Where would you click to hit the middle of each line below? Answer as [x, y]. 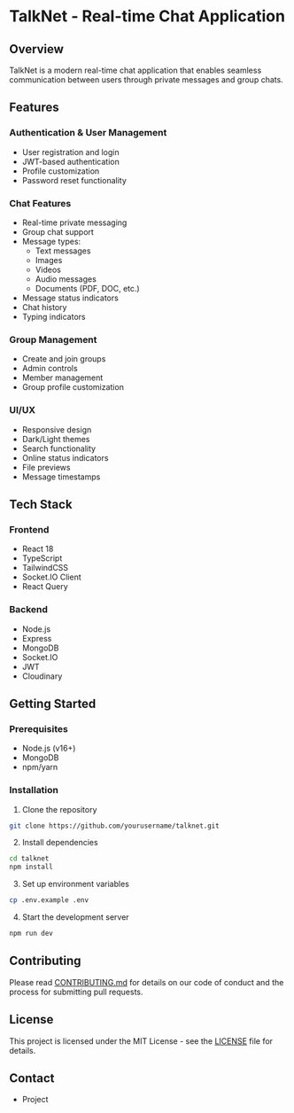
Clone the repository [59, 809]
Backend [29, 610]
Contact [32, 1078]
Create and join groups [64, 359]
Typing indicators [54, 316]
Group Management [53, 339]
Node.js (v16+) [49, 748]
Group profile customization [73, 387]
